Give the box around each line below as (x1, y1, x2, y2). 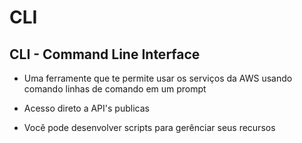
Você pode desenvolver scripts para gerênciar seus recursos (23, 122, 276, 133)
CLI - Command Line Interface (9, 46, 201, 63)
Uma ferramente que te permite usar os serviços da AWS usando (23, 72, 293, 84)
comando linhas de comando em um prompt (23, 83, 207, 95)
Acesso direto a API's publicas (23, 102, 150, 114)
